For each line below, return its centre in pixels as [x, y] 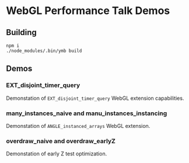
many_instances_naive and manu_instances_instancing [87, 113]
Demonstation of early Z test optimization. [57, 154]
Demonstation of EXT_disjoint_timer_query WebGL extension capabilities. [95, 98]
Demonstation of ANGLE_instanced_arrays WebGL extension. [78, 126]
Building [21, 32]
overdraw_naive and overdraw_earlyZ [61, 141]
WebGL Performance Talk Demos [88, 11]
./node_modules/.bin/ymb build [44, 51]
